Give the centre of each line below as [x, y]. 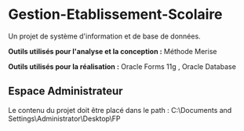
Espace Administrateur [66, 91]
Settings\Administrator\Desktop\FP [64, 118]
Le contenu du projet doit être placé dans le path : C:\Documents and [120, 110]
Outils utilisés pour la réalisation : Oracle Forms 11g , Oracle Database [122, 66]
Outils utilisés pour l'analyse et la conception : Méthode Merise [113, 51]
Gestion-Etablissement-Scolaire [115, 15]
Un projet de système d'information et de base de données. [105, 36]
